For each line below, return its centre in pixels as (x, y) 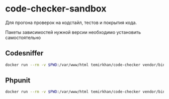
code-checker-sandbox (56, 9)
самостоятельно (23, 37)
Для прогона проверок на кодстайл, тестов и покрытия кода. (71, 22)
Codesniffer (24, 53)
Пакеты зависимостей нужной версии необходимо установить (73, 32)
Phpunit (18, 80)
